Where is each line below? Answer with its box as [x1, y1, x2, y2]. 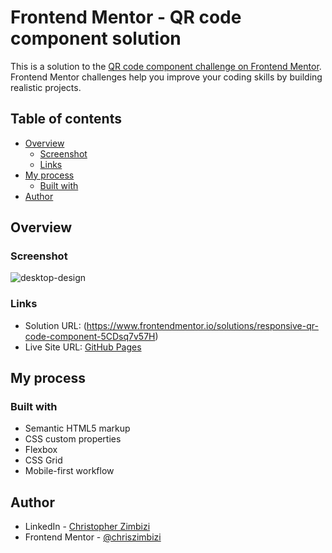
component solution [10, 27, 182, 50]
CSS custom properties [24, 433, 122, 445]
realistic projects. [10, 81, 82, 93]
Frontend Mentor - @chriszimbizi [24, 531, 162, 543]
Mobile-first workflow [24, 465, 115, 477]
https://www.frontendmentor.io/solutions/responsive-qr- [86, 319, 319, 331]
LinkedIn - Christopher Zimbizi [24, 521, 151, 533]
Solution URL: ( [24, 319, 87, 331]
